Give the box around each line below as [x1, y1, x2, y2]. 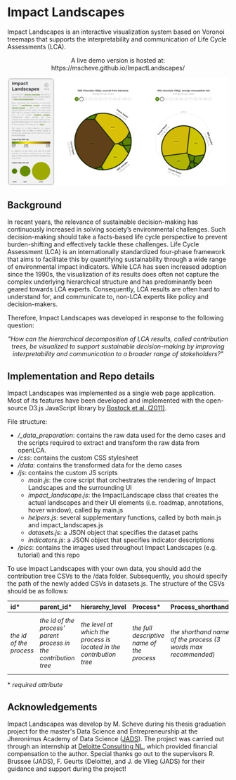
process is [80, 635, 111, 643]
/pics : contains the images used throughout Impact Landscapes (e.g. [17, 543, 217, 552]
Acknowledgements [7, 701, 98, 713]
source [7, 404, 28, 413]
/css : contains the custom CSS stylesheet [17, 453, 138, 462]
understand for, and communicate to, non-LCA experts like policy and [7, 293, 209, 301]
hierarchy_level [80, 603, 126, 611]
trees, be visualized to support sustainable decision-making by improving [11, 342, 225, 351]
